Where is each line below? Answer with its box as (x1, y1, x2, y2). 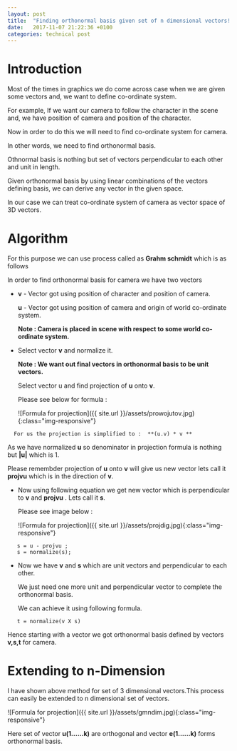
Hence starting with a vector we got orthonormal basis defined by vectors (7, 630, 224, 639)
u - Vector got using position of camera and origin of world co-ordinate (17, 303, 227, 312)
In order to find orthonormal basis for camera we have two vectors (7, 276, 203, 284)
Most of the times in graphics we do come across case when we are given (7, 85, 226, 94)
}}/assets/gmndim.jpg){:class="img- (109, 708, 216, 717)
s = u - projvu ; (16, 543, 69, 550)
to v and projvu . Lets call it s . (17, 493, 105, 502)
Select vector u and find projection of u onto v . (17, 381, 155, 390)
